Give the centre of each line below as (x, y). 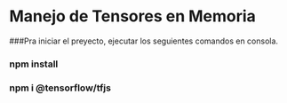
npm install (34, 64)
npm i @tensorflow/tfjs (60, 88)
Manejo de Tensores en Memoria (132, 16)
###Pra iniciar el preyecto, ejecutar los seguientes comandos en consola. (143, 41)
